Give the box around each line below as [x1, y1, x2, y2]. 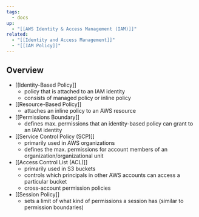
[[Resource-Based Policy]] [15, 101, 82, 108]
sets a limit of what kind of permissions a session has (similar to [24, 197, 184, 204]
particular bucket [24, 178, 67, 185]
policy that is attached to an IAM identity [24, 87, 126, 95]
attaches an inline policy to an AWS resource [24, 107, 137, 114]
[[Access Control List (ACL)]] [15, 158, 88, 165]
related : [6, 32, 29, 38]
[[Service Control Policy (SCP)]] [15, 133, 95, 140]
